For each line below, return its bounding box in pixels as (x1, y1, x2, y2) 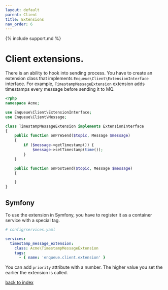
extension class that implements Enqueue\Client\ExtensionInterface (5, 76, 149, 82)
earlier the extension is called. (5, 270, 69, 276)
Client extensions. (5, 53, 84, 65)
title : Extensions (5, 17, 44, 22)
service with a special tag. (5, 217, 60, 223)
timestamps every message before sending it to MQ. (5, 86, 115, 92)
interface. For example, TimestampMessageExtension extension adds (5, 81, 145, 87)
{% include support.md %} (5, 35, 61, 42)
